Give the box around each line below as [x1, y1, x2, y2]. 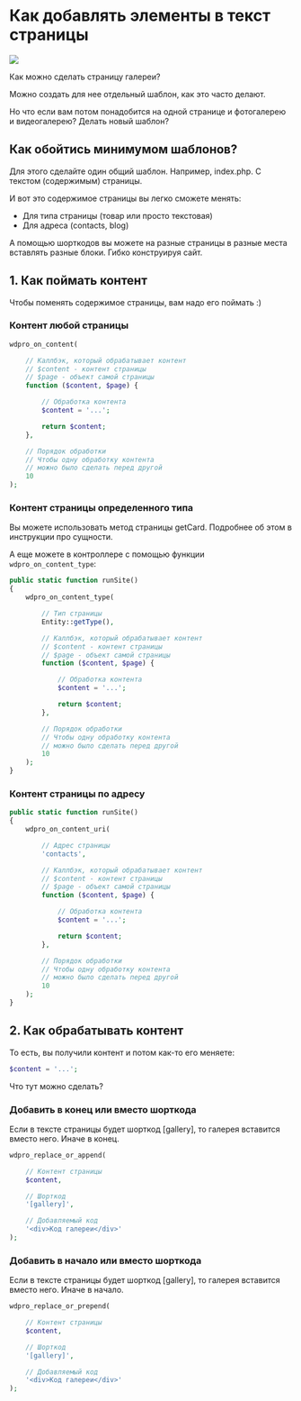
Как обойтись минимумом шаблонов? [9, 141, 238, 158]
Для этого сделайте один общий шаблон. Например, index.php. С [9, 166, 262, 177]
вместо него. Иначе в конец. [9, 1133, 120, 1144]
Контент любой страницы [9, 319, 128, 332]
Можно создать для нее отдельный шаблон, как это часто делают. [9, 88, 267, 99]
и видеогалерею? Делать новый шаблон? [9, 115, 169, 126]
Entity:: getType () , [41, 617, 115, 626]
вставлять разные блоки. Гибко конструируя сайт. [9, 247, 203, 258]
